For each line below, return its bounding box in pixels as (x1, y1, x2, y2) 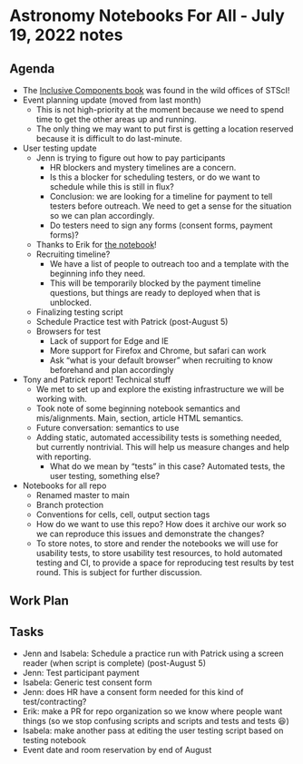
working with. (35, 394, 88, 404)
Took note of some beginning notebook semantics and (35, 403, 240, 414)
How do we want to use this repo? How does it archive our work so (35, 519, 288, 529)
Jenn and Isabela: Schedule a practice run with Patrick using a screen (22, 648, 284, 659)
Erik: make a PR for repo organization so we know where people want (22, 706, 283, 717)
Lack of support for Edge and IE (49, 336, 170, 346)
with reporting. (35, 451, 92, 462)
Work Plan (9, 593, 70, 609)
